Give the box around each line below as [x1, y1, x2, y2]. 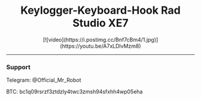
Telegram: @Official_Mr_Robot [6, 76, 82, 84]
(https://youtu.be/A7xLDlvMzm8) [59, 42, 142, 50]
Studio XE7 [72, 16, 129, 30]
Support [6, 63, 31, 71]
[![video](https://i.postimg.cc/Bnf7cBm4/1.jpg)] [42, 36, 159, 43]
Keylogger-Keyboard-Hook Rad [20, 4, 181, 17]
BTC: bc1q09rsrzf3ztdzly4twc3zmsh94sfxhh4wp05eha [6, 88, 143, 96]
